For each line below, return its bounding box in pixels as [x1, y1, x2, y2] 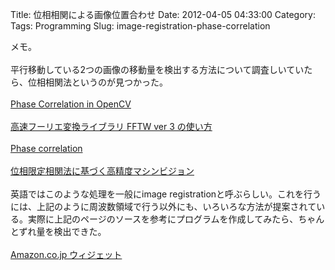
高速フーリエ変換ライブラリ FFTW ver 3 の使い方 [10, 121, 213, 132]
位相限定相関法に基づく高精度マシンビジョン [10, 165, 195, 177]
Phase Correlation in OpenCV [10, 98, 132, 110]
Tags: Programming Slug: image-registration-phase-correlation [10, 20, 271, 32]
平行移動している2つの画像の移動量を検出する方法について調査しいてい [10, 64, 305, 75]
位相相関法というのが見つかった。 [27, 76, 168, 88]
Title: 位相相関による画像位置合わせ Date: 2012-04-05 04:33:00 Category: [10, 9, 316, 20]
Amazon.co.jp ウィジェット [10, 249, 123, 260]
